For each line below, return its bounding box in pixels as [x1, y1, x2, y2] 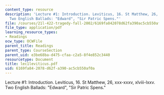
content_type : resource [5, 7, 54, 12]
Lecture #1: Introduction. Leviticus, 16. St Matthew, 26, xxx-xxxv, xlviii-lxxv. [5, 79, 155, 85]
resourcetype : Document [5, 57, 54, 62]
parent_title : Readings [5, 43, 54, 48]
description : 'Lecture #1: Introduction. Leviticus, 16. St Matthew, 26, [5, 12, 159, 17]
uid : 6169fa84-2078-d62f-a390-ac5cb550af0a [5, 66, 95, 71]
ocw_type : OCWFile [5, 39, 42, 44]
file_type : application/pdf [5, 25, 62, 30]
